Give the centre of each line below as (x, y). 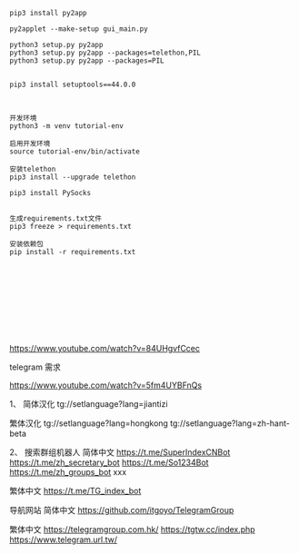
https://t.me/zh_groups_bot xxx (68, 472)
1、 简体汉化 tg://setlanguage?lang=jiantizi (89, 404)
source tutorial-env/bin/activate (75, 152)
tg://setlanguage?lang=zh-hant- (230, 423)
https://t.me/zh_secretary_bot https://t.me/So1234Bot (109, 462)
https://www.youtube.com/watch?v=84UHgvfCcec (105, 348)
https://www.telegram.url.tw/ (64, 539)
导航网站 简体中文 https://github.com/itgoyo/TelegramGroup (122, 510)
